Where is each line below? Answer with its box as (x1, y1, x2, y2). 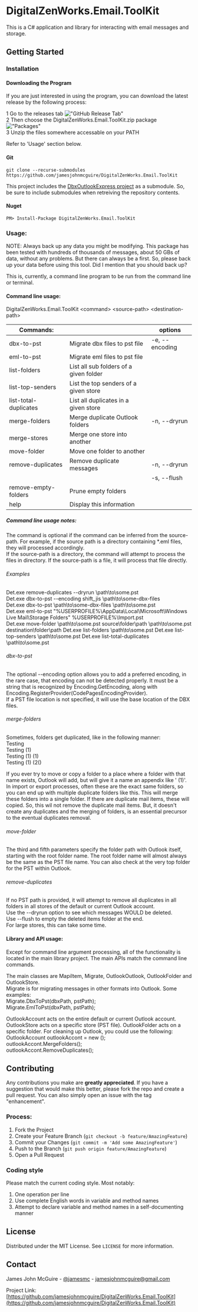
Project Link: (6, 1287, 37, 1294)
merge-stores (9, 434, 48, 442)
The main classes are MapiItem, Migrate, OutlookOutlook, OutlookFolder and (6, 972, 192, 979)
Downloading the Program (6, 79, 72, 86)
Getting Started (6, 47, 64, 57)
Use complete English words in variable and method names (14, 1197, 159, 1204)
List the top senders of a (70, 379, 137, 388)
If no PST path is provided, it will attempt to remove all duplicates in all (6, 897, 177, 904)
